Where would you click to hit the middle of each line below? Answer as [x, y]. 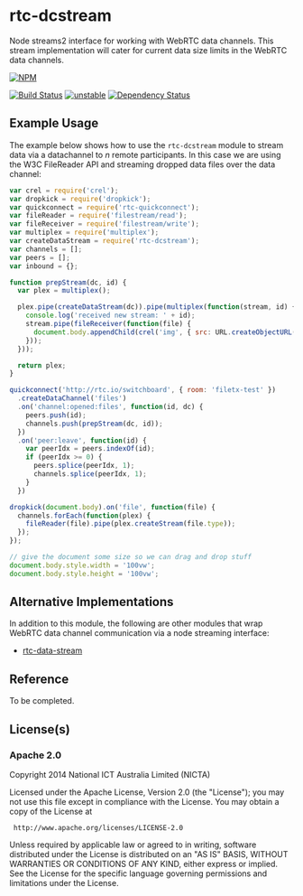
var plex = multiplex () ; [64, 291]
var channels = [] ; [46, 249]
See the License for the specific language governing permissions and [138, 873]
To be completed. [42, 701]
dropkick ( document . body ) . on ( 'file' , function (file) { [113, 507]
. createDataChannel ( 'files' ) [72, 398]
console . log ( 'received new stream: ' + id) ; [110, 316]
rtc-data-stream [52, 650]
